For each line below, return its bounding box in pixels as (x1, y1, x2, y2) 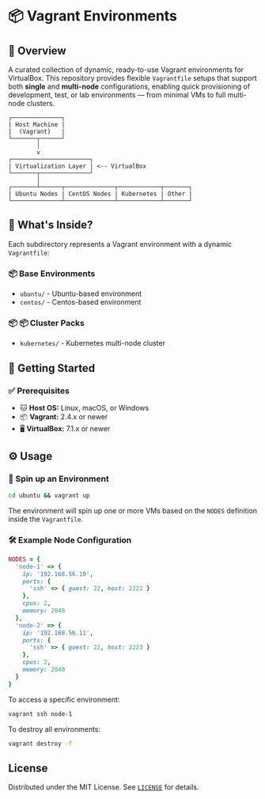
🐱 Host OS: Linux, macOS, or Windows (19, 403, 150, 413)
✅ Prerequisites (8, 385, 70, 396)
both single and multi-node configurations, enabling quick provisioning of (8, 81, 251, 91)
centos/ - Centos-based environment (19, 297, 142, 307)
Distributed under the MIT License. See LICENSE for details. (8, 782, 199, 792)
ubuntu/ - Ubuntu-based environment (19, 289, 142, 298)
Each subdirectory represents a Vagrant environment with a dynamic (8, 239, 232, 248)
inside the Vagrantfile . (8, 514, 83, 524)
